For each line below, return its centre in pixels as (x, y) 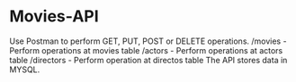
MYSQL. (25, 70)
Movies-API (54, 16)
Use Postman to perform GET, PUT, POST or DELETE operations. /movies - (148, 41)
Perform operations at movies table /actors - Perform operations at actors (146, 50)
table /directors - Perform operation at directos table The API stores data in (148, 60)
